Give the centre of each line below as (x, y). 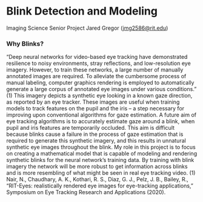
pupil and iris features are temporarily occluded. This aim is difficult (90, 128)
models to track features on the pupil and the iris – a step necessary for (95, 109)
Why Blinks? (25, 44)
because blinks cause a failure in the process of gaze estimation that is (95, 134)
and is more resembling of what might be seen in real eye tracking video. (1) (101, 173)
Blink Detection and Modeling (82, 11)
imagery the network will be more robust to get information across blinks (97, 167)
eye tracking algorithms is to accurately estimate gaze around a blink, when (101, 121)
